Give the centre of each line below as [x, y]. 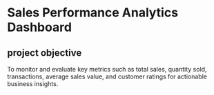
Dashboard [40, 27]
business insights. [33, 84]
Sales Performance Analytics [93, 13]
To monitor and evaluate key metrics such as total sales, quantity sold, [107, 69]
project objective [45, 53]
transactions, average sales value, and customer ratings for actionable [107, 76]
